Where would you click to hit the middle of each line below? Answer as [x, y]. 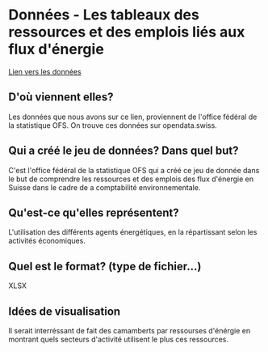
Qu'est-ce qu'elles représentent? [94, 212]
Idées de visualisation [65, 311]
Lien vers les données [45, 71]
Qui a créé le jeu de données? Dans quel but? [124, 151]
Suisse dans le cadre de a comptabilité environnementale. [105, 187]
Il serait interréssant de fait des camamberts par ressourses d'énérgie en [130, 331]
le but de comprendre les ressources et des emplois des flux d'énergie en [131, 179]
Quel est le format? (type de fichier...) [105, 266]
